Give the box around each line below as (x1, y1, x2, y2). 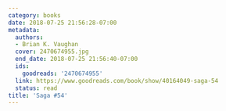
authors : (15, 33, 44, 41)
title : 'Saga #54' (8, 91, 68, 99)
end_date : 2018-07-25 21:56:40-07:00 (15, 55, 138, 63)
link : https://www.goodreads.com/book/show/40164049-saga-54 (15, 77, 219, 84)
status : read (15, 84, 58, 92)
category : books (8, 11, 61, 20)
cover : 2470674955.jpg (15, 48, 89, 55)
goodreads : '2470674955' (22, 70, 103, 77)
